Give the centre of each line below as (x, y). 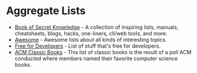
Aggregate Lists (46, 11)
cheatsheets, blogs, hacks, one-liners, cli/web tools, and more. (91, 33)
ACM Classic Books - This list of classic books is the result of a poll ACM (103, 52)
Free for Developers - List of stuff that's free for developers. (88, 46)
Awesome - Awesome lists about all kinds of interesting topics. (91, 39)
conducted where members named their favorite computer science (96, 58)
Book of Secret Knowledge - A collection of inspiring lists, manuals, (96, 27)
